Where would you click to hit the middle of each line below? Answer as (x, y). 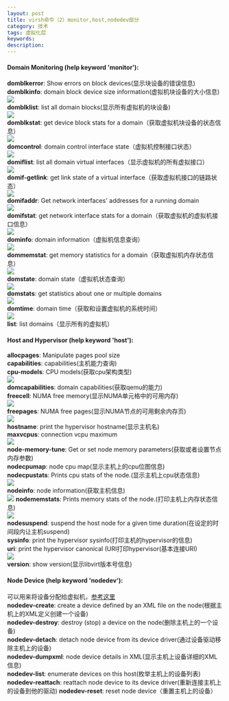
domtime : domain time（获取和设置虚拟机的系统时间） (84, 308)
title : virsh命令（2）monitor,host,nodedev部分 (73, 20)
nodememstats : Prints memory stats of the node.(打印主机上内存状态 (114, 499)
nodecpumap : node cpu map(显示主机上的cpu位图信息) (86, 467)
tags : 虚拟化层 (27, 33)
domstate (21, 279)
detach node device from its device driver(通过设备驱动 (137, 639)
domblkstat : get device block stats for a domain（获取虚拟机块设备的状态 (111, 123)
